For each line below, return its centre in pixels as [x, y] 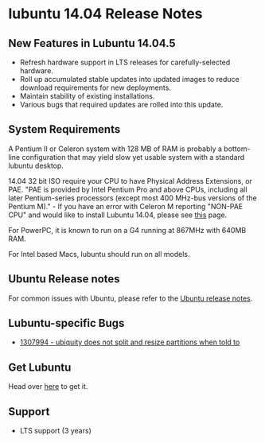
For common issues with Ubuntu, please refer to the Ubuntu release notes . [131, 298]
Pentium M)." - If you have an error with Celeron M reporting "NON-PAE [126, 206]
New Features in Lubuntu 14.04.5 [92, 43]
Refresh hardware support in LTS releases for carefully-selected [125, 62]
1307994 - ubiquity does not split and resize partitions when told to [130, 342]
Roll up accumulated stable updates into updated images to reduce [130, 79]
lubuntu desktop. [36, 165]
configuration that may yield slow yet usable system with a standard [133, 157]
